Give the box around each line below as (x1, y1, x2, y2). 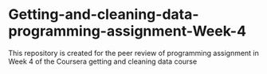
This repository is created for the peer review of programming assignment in (8, 48, 259, 57)
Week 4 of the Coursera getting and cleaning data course (8, 57, 198, 66)
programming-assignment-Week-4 (8, 22, 247, 40)
